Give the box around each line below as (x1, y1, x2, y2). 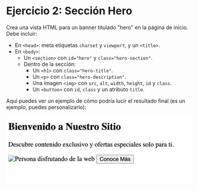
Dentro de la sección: (23, 61, 76, 68)
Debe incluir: (6, 30, 37, 37)
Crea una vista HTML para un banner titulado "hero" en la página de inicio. (6, 24, 189, 31)
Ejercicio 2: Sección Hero (6, 4, 132, 18)
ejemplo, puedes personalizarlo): (6, 103, 87, 110)
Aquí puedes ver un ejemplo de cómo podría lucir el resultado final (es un (6, 97, 186, 104)
